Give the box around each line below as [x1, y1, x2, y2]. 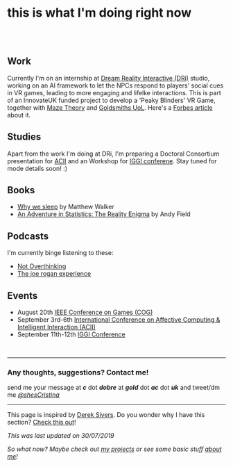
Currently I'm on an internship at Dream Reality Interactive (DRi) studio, [7, 74, 210, 82]
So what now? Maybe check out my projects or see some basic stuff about [7, 445, 222, 453]
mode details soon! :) [7, 164, 68, 172]
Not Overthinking [17, 262, 67, 270]
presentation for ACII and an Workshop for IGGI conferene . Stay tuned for [7, 156, 217, 165]
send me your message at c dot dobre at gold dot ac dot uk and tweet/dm [7, 384, 221, 392]
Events [7, 290, 38, 302]
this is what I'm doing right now [7, 5, 192, 21]
